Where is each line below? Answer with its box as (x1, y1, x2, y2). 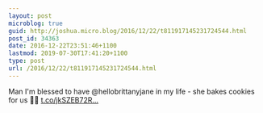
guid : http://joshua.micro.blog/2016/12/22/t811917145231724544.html (8, 27, 248, 35)
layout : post (8, 11, 52, 20)
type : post (8, 57, 45, 65)
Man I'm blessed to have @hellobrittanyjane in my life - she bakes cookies (8, 86, 256, 96)
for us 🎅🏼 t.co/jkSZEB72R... (8, 94, 99, 105)
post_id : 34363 (8, 34, 60, 43)
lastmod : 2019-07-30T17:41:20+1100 (8, 49, 128, 57)
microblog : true (8, 19, 63, 27)
